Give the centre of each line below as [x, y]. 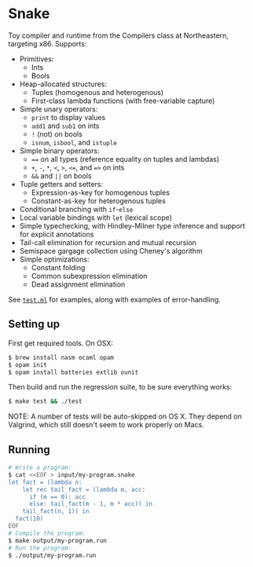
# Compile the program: [47, 533]
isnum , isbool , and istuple [74, 142]
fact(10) [29, 519]
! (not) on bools [57, 134]
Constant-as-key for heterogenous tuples [99, 200]
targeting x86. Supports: [48, 43]
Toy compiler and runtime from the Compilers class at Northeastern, [119, 35]
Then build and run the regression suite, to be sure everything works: [120, 387]
